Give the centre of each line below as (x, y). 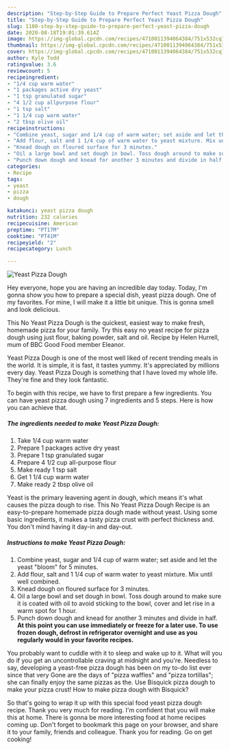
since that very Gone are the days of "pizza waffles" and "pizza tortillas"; (110, 675)
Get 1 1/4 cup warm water (53, 477)
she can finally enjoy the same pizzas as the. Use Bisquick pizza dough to (111, 682)
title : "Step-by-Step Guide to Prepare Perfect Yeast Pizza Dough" (105, 20)
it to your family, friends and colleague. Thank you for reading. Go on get (110, 732)
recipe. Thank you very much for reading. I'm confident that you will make (111, 710)
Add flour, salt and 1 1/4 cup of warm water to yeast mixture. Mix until (115, 574)
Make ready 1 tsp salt (47, 470)
